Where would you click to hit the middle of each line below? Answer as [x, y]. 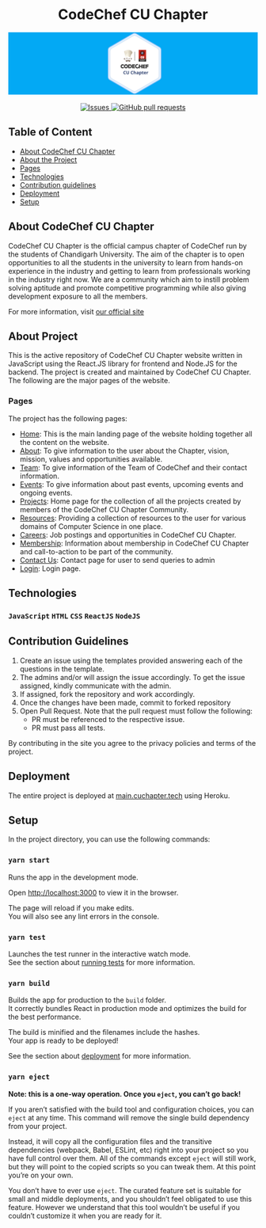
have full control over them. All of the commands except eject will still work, [132, 1158]
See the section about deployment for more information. [100, 1056]
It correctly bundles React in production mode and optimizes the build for [127, 1009]
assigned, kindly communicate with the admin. [95, 686]
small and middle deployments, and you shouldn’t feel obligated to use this [130, 1199]
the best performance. [45, 1017]
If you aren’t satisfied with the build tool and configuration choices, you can [131, 1109]
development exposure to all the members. [78, 296]
